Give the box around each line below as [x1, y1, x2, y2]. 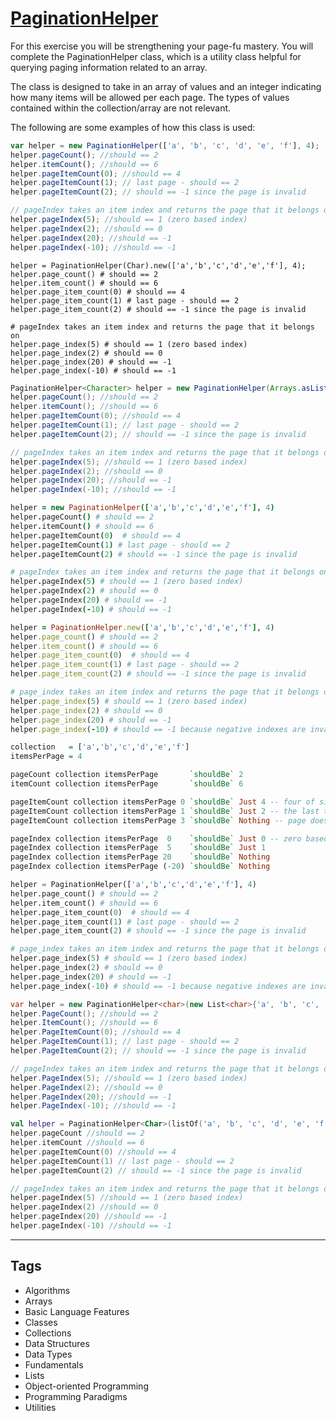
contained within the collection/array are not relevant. [10, 102, 232, 114]
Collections [24, 1327, 72, 1339]
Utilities [24, 1401, 57, 1413]
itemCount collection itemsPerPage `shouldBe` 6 [10, 779, 244, 789]
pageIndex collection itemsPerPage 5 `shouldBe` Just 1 [10, 843, 267, 853]
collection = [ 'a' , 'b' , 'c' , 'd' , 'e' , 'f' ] [10, 742, 190, 752]
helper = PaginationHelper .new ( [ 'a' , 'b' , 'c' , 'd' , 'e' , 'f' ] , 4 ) [10, 622, 275, 632]
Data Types [24, 1348, 73, 1360]
